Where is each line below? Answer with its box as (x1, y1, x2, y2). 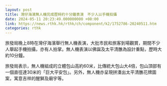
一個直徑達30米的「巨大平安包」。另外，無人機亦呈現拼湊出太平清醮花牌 (5, 69, 153, 75)
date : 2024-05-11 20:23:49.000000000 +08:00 (5, 16, 99, 21)
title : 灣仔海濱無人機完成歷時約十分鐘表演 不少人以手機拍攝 (5, 12, 117, 17)
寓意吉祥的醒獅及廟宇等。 (13, 76, 66, 82)
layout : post (5, 7, 32, 12)
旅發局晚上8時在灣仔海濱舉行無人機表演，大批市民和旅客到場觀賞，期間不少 (5, 40, 161, 46)
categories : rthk (5, 26, 41, 31)
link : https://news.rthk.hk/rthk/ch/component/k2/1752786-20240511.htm (5, 21, 157, 26)
